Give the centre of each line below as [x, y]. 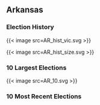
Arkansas [25, 10]
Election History [30, 27]
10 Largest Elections [36, 68]
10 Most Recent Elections [44, 96]
